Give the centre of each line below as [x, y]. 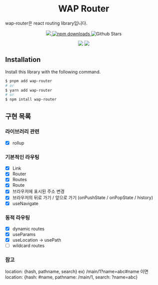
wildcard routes [28, 246]
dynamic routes [28, 229]
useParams [24, 234]
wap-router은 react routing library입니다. [46, 23]
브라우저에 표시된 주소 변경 [38, 191]
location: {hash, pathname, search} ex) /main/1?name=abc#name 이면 [77, 272]
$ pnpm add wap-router [29, 81]
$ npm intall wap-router [31, 100]
